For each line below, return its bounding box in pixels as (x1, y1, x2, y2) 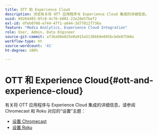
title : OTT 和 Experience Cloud (5, 7, 70, 12)
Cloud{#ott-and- (84, 75, 154, 86)
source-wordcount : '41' (5, 43, 54, 48)
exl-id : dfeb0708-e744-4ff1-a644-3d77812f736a (5, 20, 101, 26)
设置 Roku (12, 125, 33, 131)
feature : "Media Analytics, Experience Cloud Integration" (5, 25, 128, 30)
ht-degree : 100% (5, 48, 38, 53)
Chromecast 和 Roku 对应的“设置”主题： (5, 108, 86, 114)
